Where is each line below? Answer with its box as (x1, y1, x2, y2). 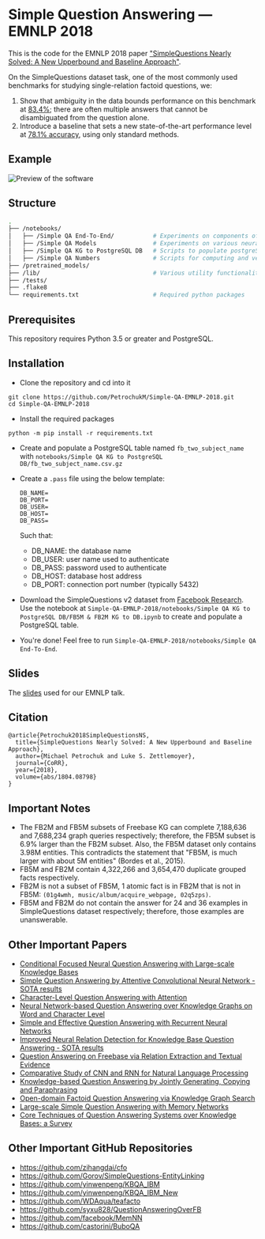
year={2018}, (15, 766, 58, 775)
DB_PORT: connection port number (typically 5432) (31, 579, 200, 589)
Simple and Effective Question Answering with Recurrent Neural (19, 1018, 228, 1028)
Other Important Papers (8, 938, 128, 951)
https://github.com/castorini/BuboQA (19, 1221, 140, 1231)
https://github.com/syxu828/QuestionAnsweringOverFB (19, 1204, 202, 1214)
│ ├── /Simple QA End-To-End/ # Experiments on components (8, 232, 248, 241)
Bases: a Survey (19, 1119, 73, 1128)
